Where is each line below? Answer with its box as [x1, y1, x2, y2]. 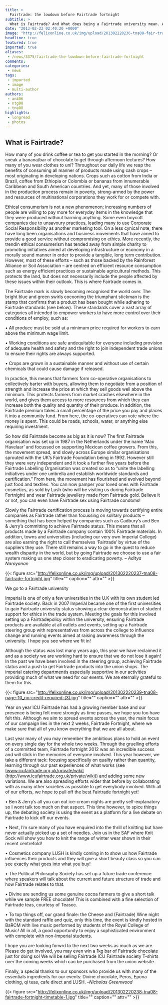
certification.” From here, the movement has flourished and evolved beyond [5, 476, 161, 482]
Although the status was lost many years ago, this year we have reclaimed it [5, 648, 162, 654]
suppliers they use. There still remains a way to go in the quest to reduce [5, 544, 155, 551]
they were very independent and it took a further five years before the [5, 460, 149, 466]
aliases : [5, 49, 23, 54]
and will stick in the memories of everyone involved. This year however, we [5, 752, 160, 758]
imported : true [5, 45, 37, 50]
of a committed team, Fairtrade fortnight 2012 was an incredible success [5, 746, 155, 752]
